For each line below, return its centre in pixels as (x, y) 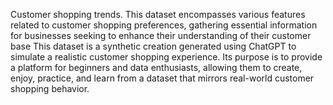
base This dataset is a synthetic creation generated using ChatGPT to (153, 46)
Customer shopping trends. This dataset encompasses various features (158, 14)
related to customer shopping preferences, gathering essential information (164, 25)
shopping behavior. (50, 88)
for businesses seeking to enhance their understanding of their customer (161, 35)
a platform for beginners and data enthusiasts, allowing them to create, (156, 67)
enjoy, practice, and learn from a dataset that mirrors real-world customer (162, 78)
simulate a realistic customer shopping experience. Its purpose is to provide (166, 57)
